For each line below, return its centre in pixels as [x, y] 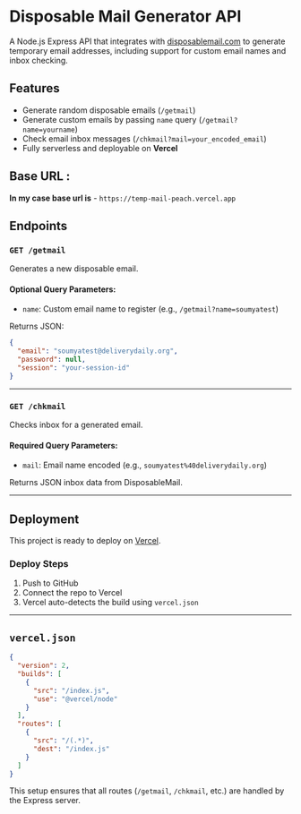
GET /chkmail [38, 406]
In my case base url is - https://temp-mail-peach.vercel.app [122, 198]
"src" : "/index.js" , [71, 690]
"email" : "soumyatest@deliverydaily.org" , [98, 351]
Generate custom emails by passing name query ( [112, 119]
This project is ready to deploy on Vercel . [85, 541]
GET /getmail [38, 250]
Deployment [44, 519]
